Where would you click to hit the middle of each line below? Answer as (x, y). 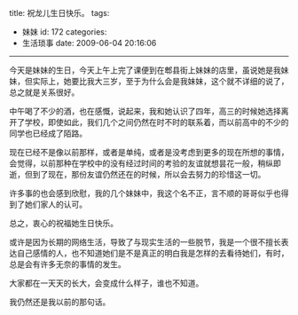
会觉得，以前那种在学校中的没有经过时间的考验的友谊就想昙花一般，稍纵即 (145, 163)
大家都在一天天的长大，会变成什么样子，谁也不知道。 (106, 283)
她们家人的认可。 (55, 204)
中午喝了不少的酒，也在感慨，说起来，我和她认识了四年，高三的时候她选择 (145, 111)
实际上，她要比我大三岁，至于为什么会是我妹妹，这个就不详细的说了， (161, 81)
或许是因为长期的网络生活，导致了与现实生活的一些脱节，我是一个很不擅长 (145, 242)
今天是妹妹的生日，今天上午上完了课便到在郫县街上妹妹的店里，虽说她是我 (145, 70)
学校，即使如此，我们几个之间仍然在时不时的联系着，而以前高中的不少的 (157, 122)
